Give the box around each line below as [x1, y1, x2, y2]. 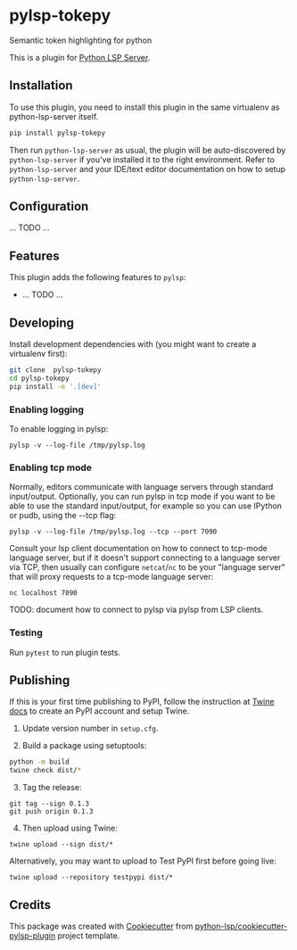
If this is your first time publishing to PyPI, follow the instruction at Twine [9, 697, 275, 707]
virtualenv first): [9, 349, 68, 359]
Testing [9, 626, 43, 639]
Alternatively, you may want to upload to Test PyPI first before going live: [9, 855, 276, 866]
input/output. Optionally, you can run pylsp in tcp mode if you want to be [9, 492, 276, 502]
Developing [9, 315, 74, 330]
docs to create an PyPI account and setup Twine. [9, 706, 190, 716]
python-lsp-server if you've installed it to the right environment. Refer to [9, 153, 275, 165]
